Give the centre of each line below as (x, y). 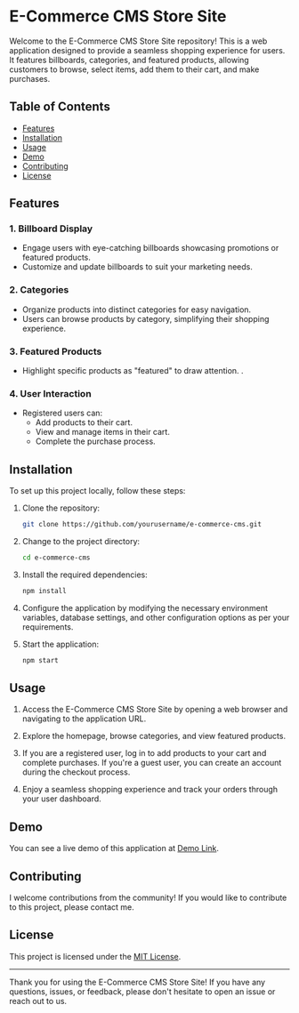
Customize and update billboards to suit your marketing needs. (137, 267)
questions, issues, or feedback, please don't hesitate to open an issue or (142, 991)
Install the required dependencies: (85, 575)
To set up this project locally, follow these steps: (97, 491)
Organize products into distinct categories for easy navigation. (137, 310)
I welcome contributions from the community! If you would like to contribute (148, 898)
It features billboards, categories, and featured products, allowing (129, 60)
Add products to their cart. (84, 422)
